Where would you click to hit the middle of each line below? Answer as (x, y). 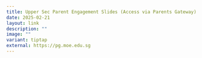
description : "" (27, 29)
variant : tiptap (27, 40)
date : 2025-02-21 (28, 18)
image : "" (19, 34)
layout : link (23, 23)
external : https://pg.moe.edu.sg (49, 46)
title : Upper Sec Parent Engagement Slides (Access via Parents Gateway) (102, 12)
